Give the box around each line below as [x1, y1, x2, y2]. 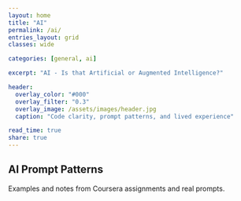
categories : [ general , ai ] [8, 55, 97, 63]
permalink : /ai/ [8, 26, 61, 34]
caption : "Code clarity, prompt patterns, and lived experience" [15, 112, 235, 120]
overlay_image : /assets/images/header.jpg [15, 105, 157, 113]
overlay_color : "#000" [15, 90, 90, 98]
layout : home [8, 11, 51, 20]
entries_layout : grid [8, 33, 80, 42]
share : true [8, 134, 47, 142]
